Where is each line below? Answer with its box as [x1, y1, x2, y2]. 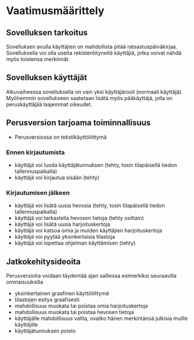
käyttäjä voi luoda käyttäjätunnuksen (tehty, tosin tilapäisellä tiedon [14, 161, 178, 168]
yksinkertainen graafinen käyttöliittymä [14, 290, 109, 297]
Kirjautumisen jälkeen [6, 188, 71, 196]
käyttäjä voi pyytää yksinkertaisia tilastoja [14, 234, 116, 241]
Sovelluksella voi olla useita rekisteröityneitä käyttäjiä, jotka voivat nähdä [6, 49, 182, 56]
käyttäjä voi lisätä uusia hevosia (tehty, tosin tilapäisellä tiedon [14, 202, 165, 209]
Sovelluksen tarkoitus [6, 28, 88, 38]
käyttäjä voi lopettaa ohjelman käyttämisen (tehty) [14, 239, 136, 246]
